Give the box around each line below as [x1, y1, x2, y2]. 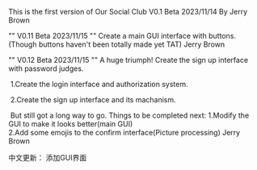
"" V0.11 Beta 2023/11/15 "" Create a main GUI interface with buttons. [8, 31, 237, 40]
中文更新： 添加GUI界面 [8, 153, 87, 162]
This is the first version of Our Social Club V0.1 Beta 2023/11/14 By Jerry [8, 7, 248, 16]
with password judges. [8, 64, 84, 73]
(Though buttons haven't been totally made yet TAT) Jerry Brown [8, 39, 225, 49]
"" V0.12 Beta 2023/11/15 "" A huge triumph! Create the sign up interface [8, 56, 249, 64]
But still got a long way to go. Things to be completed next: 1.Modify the [10, 110, 250, 120]
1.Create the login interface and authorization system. [10, 80, 188, 89]
